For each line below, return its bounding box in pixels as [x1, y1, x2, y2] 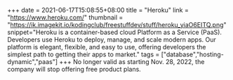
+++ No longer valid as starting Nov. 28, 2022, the [59, 58, 205, 65]
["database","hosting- [161, 50, 225, 58]
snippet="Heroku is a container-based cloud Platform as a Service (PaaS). [7, 28, 222, 36]
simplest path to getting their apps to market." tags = [7, 50, 160, 58]
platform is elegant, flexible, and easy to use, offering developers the [7, 43, 206, 51]
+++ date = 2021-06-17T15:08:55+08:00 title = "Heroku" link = [7, 6, 189, 14]
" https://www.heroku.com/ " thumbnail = [7, 13, 124, 22]
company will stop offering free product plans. [7, 65, 142, 73]
